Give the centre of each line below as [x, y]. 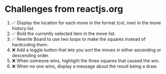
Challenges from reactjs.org [64, 9]
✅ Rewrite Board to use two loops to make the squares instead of [79, 39]
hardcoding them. [30, 44]
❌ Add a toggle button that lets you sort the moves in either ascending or [86, 50]
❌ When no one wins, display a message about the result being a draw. [84, 66]
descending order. [31, 55]
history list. [23, 28]
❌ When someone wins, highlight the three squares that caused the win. [86, 61]
